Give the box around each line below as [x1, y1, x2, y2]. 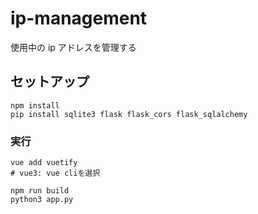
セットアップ [10, 73, 90, 91]
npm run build [10, 186, 70, 196]
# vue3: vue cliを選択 [10, 168, 101, 179]
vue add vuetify [10, 158, 78, 168]
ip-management [10, 7, 148, 30]
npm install [10, 100, 60, 111]
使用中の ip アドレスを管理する [10, 41, 137, 53]
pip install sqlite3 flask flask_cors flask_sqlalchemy [10, 109, 248, 119]
